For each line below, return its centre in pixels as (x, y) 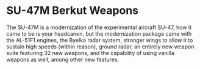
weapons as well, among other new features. (63, 59)
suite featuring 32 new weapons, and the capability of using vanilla (91, 53)
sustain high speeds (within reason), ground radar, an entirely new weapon (100, 47)
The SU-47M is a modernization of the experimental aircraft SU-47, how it (99, 27)
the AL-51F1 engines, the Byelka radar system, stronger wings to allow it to (100, 40)
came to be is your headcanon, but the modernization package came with (99, 33)
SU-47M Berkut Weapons (73, 11)
